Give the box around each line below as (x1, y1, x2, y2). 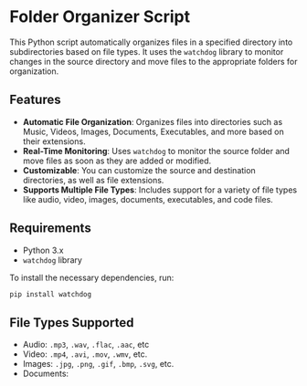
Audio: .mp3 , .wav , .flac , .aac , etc (22, 339, 150, 350)
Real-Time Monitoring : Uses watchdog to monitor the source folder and (22, 145, 291, 156)
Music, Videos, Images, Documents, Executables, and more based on (22, 126, 285, 137)
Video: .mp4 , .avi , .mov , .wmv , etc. (22, 349, 148, 360)
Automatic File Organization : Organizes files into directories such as (22, 116, 283, 127)
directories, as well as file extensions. (22, 174, 164, 185)
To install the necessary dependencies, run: (9, 272, 175, 283)
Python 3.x (22, 245, 64, 256)
